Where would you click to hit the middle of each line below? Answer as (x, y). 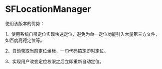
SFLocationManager (48, 9)
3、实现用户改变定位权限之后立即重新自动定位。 (55, 61)
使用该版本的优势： (25, 23)
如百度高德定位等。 (25, 40)
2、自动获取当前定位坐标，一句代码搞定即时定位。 (57, 51)
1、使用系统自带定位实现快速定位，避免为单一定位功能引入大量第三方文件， (82, 34)
